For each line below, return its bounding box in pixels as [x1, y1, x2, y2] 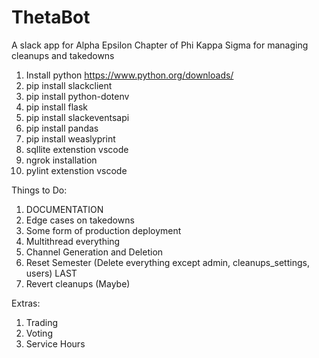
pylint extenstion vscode [25, 164, 128, 176]
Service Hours [25, 337, 86, 350]
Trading [25, 316, 58, 328]
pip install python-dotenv [25, 90, 130, 102]
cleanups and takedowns [11, 49, 115, 61]
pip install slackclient [25, 79, 113, 91]
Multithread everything [25, 235, 121, 247]
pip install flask [25, 101, 89, 113]
